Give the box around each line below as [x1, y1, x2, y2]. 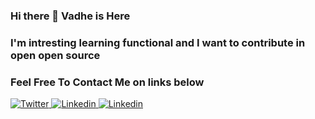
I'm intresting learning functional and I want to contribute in [10, 35, 306, 49]
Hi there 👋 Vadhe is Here [10, 9, 131, 23]
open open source [10, 48, 101, 62]
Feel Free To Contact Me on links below [10, 75, 205, 89]
